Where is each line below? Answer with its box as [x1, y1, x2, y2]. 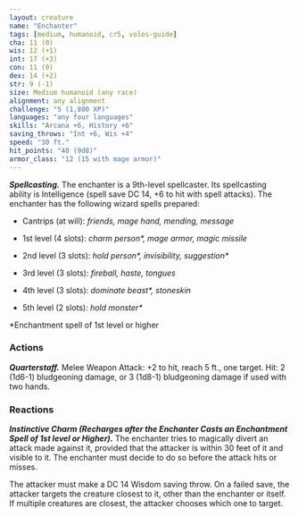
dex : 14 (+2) [9, 72, 58, 81]
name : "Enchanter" [9, 21, 78, 30]
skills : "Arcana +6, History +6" [9, 122, 134, 131]
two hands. [9, 381, 51, 392]
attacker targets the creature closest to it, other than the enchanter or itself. [9, 488, 286, 499]
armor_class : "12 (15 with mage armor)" [9, 154, 162, 164]
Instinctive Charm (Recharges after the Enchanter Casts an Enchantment [9, 424, 288, 435]
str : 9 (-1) [9, 80, 54, 89]
